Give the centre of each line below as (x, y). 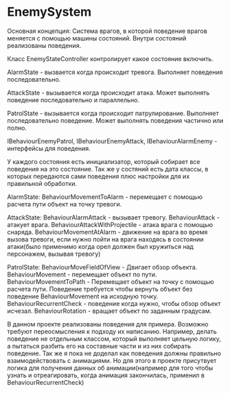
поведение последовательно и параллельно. (73, 99)
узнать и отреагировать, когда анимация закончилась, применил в (106, 375)
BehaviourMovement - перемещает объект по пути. (82, 274)
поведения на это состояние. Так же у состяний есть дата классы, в (108, 169)
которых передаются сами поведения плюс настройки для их (99, 176)
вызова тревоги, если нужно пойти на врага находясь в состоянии (105, 239)
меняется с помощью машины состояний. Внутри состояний (97, 38)
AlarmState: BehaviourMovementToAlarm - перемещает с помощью (105, 197)
